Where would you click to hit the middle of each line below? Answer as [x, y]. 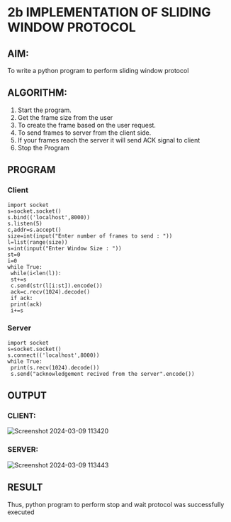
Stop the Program [43, 148]
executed [21, 512]
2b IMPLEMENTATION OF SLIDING [109, 12]
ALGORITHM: [37, 93]
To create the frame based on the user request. [86, 125]
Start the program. [45, 110]
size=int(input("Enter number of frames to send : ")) [90, 236]
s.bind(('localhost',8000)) [49, 217]
